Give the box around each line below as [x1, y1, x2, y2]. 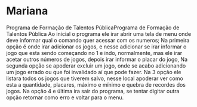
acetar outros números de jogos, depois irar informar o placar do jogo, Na [6, 56, 188, 63]
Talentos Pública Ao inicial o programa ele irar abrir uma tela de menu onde [6, 30, 192, 37]
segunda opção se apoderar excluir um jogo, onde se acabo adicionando [6, 62, 186, 69]
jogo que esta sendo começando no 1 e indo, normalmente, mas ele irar [6, 49, 183, 56]
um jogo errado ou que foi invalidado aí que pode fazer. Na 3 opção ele [6, 68, 181, 75]
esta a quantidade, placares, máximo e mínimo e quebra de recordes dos [6, 81, 186, 88]
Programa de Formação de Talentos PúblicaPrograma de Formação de [6, 24, 180, 31]
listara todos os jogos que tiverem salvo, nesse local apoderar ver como [6, 75, 183, 82]
